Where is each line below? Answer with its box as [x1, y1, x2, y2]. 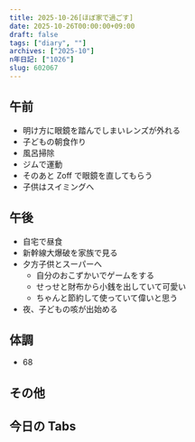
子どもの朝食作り [22, 136, 87, 147]
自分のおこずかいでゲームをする [35, 270, 155, 281]
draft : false [9, 30, 59, 39]
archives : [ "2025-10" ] [9, 47, 95, 56]
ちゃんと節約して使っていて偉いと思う [35, 292, 179, 303]
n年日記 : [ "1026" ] [9, 55, 75, 64]
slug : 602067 [9, 64, 59, 73]
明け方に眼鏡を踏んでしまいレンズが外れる [22, 124, 181, 135]
